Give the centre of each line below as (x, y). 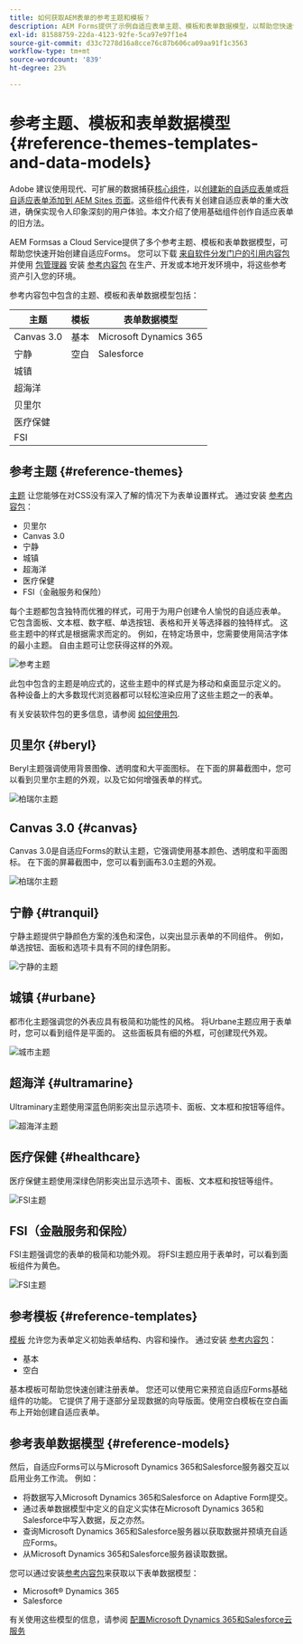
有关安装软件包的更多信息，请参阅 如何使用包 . (95, 713)
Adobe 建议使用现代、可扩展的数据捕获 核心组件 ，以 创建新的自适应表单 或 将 (149, 189)
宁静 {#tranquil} (55, 913)
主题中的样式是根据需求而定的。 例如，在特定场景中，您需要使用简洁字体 (152, 633)
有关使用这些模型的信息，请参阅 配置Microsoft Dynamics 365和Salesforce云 (151, 1619)
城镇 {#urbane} (53, 998)
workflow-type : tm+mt (50, 52)
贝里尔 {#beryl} (53, 746)
